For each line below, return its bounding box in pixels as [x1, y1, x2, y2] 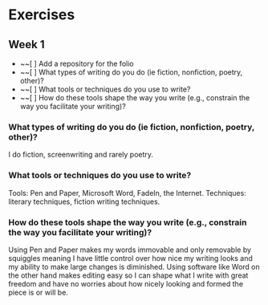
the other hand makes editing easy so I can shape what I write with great [8, 270, 249, 280]
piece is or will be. [8, 287, 68, 297]
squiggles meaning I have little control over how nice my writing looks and [8, 253, 253, 262]
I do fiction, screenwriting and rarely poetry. [8, 150, 154, 160]
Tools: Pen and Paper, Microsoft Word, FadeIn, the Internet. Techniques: [8, 188, 246, 197]
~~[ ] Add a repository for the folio [19, 59, 134, 68]
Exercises [8, 6, 75, 24]
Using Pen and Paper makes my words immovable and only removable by [8, 245, 251, 254]
